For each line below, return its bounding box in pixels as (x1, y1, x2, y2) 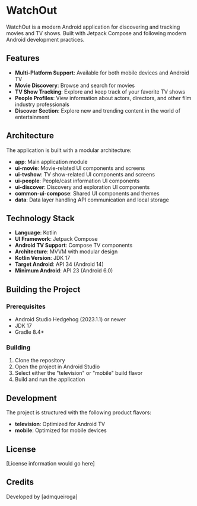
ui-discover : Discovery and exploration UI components (14, 183, 150, 191)
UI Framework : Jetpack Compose (14, 235, 98, 243)
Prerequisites (6, 302, 46, 311)
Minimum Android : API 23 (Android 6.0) (14, 267, 113, 274)
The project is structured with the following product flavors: (6, 409, 151, 416)
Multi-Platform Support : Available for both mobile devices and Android (14, 69, 189, 76)
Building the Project (6, 284, 81, 294)
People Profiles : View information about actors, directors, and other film (14, 94, 192, 101)
